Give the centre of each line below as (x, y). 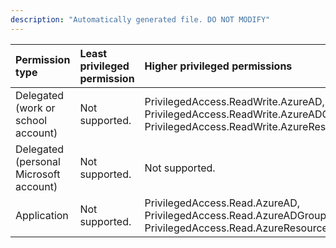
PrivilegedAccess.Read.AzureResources (239, 228)
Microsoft (38, 174)
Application (42, 215)
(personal (38, 161)
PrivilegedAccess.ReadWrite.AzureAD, (234, 101)
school (31, 120)
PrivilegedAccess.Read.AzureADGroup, (237, 215)
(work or (35, 108)
